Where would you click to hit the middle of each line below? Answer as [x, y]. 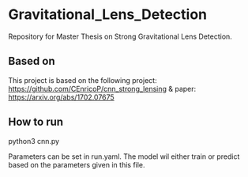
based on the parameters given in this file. [77, 164]
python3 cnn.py [34, 141]
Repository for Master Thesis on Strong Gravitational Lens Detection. [120, 36]
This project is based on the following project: [83, 80]
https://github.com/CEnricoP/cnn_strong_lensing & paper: [102, 88]
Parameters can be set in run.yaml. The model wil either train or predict [124, 156]
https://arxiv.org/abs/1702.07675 [61, 97]
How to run [36, 122]
